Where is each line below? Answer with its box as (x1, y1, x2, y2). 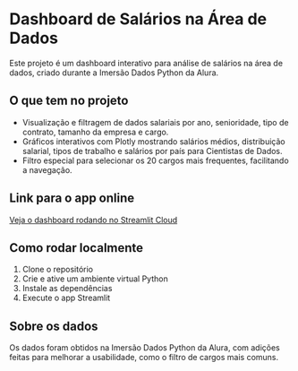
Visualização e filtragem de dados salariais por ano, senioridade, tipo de (21, 116, 289, 127)
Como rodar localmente (9, 240, 144, 255)
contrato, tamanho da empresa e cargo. (21, 126, 169, 137)
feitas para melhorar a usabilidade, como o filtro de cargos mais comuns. (9, 352, 279, 363)
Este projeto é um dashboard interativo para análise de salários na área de (9, 57, 284, 68)
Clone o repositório (21, 264, 94, 275)
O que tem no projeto (9, 93, 129, 108)
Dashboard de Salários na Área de (9, 9, 268, 30)
